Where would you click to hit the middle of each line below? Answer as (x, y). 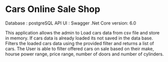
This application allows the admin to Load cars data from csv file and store (82, 32)
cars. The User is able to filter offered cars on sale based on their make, (80, 48)
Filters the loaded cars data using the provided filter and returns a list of (80, 43)
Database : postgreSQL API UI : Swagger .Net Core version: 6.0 (71, 23)
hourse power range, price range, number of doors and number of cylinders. (85, 54)
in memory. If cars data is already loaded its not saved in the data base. (79, 38)
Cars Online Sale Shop (53, 9)
